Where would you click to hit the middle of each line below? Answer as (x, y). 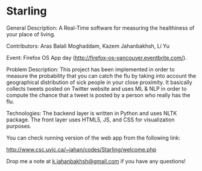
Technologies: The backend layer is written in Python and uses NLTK (92, 113)
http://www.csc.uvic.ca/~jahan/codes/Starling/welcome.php (81, 149)
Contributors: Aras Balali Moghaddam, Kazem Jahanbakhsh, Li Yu (88, 46)
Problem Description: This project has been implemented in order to (90, 69)
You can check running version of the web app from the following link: (93, 138)
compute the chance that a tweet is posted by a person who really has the (98, 95)
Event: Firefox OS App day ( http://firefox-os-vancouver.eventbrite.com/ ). (96, 57)
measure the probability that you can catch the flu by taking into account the (101, 76)
